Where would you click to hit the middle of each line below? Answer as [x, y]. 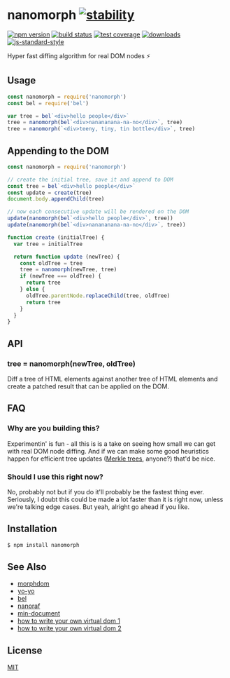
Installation [32, 529]
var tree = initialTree [48, 244]
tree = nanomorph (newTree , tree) [69, 270]
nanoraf [29, 606]
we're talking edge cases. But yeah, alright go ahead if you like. [99, 507]
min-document [39, 613]
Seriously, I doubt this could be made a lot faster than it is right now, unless [115, 499]
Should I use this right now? [55, 477]
